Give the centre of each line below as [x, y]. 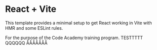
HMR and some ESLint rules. [34, 28]
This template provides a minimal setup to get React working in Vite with [78, 23]
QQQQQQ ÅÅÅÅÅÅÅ [26, 43]
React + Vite [31, 9]
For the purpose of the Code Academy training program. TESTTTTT [74, 38]
